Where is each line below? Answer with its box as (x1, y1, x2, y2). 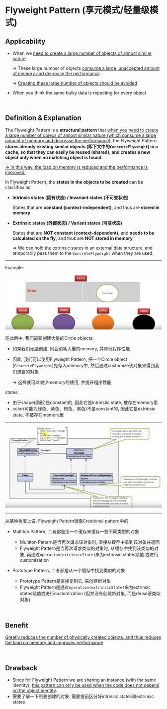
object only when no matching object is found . (5, 154, 103, 160)
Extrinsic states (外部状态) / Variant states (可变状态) (12, 220, 123, 226)
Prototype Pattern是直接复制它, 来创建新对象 (19, 578, 111, 584)
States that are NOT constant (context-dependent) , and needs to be (12, 230, 155, 236)
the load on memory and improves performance (5, 640, 103, 646)
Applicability (5, 37, 46, 45)
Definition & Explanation (5, 114, 82, 122)
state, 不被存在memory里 (12, 411, 64, 418)
